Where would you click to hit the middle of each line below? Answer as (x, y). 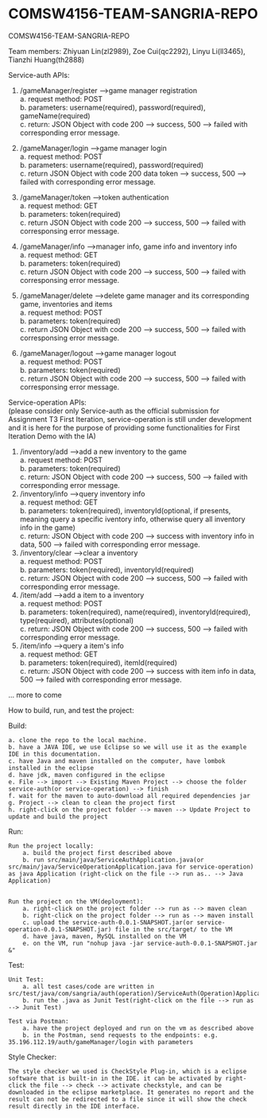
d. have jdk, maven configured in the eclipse (87, 775)
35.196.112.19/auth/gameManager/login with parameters (101, 1042)
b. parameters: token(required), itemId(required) (98, 662)
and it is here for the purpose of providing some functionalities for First (124, 427)
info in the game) (47, 527)
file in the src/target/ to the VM (174, 929)
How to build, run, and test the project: (71, 710)
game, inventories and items (66, 304)
